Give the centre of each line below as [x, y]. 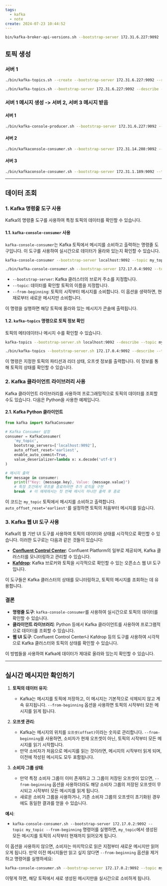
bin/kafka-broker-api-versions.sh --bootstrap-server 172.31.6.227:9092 [82, 37]
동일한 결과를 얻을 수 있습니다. [58, 803]
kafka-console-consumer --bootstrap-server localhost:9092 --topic [77, 260]
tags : [11, 10]
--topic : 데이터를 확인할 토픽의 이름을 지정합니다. [61, 285]
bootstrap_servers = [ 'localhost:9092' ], [55, 445]
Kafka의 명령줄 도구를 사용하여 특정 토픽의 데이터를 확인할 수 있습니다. [73, 220]
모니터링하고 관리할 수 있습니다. [60, 557]
